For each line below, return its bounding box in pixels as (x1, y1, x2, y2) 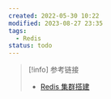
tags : (8, 27, 27, 35)
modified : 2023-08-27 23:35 (8, 19, 104, 27)
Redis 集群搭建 (40, 82, 90, 92)
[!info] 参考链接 (28, 65, 79, 75)
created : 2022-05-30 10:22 (8, 11, 100, 20)
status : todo (8, 42, 53, 50)
